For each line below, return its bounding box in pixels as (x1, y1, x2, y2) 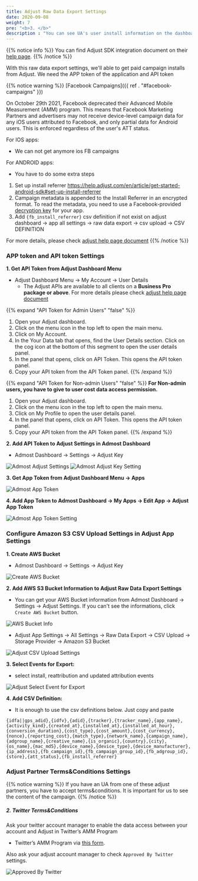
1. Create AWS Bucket (6, 550, 61, 557)
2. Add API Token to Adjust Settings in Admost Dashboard (6, 440, 151, 447)
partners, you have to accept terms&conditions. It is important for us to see (6, 787, 189, 794)
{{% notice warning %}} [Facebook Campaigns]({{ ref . (6, 82, 140, 89)
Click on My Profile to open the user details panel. (14, 410, 136, 417)
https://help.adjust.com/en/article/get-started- (67, 182, 181, 189)
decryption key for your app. (14, 207, 84, 214)
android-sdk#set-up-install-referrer (14, 188, 101, 195)
